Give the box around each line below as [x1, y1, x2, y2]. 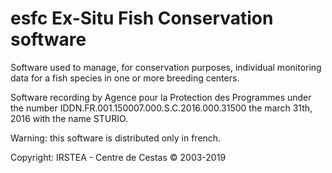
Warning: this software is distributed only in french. [10, 132, 222, 144]
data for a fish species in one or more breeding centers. [10, 72, 240, 84]
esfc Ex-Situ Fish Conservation [10, 7, 274, 30]
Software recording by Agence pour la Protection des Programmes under [10, 91, 312, 103]
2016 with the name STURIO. [10, 112, 129, 124]
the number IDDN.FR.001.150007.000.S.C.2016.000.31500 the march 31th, [10, 102, 313, 114]
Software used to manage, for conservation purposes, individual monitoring [10, 61, 322, 73]
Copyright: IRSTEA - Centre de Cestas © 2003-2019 [10, 151, 227, 163]
